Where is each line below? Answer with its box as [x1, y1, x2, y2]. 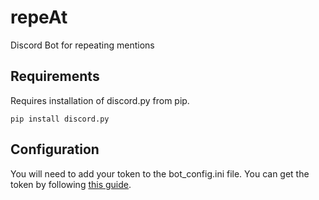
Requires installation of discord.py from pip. [10, 94, 190, 106]
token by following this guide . [10, 178, 132, 190]
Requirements [10, 68, 100, 85]
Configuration [10, 141, 100, 158]
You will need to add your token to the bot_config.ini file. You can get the [10, 167, 310, 180]
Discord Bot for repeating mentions [10, 39, 155, 51]
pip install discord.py [10, 114, 110, 124]
